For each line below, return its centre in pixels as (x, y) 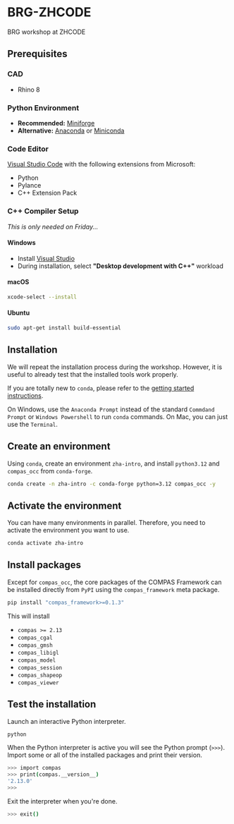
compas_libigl (38, 653)
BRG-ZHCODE (49, 12)
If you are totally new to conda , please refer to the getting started (101, 388)
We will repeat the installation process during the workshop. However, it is (115, 367)
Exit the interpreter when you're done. (62, 801)
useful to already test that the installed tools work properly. (93, 374)
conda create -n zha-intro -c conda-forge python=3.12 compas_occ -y (112, 484)
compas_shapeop (40, 675)
